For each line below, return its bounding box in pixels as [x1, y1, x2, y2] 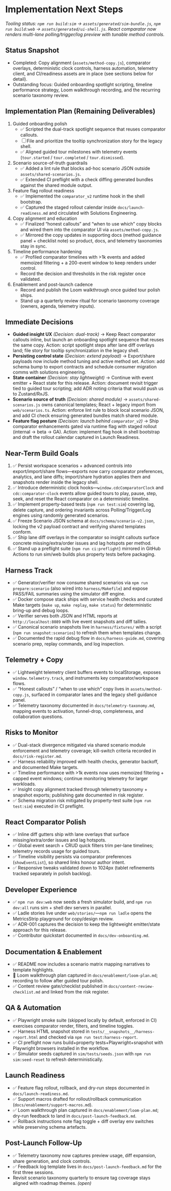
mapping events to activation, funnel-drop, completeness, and [12, 708, 144, 714]
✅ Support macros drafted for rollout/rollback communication [12, 1096, 141, 1102]
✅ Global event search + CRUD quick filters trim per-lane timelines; [12, 842, 154, 849]
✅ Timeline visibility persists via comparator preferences [12, 854, 132, 860]
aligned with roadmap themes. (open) [12, 1180, 92, 1186]
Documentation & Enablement [5, 948, 102, 956]
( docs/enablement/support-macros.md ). [12, 1101, 93, 1108]
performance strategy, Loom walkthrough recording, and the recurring [12, 87, 160, 93]
